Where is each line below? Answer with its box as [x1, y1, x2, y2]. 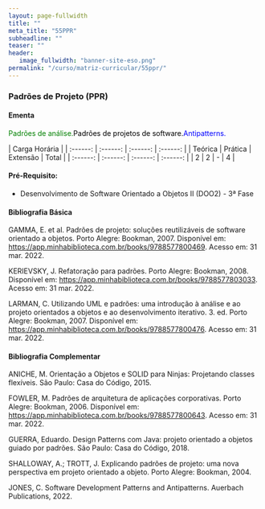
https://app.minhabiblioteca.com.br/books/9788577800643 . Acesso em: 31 [8, 411, 258, 421]
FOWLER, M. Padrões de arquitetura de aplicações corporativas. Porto [8, 393, 242, 403]
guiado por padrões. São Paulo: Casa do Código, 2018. [8, 443, 190, 453]
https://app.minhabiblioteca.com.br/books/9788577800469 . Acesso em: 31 [8, 242, 258, 252]
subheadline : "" [8, 34, 63, 43]
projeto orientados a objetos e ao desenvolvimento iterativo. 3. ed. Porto [8, 307, 247, 318]
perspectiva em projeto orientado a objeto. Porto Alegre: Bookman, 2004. [8, 467, 251, 477]
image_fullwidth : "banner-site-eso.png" [18, 57, 157, 65]
